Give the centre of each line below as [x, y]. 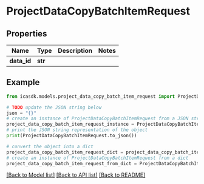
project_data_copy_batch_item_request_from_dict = [72, 163]
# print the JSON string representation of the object [77, 130]
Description [75, 51]
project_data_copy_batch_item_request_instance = [70, 124]
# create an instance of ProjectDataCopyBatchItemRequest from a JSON [97, 119]
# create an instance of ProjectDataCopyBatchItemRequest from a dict [97, 158]
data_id [20, 61]
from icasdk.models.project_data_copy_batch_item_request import [90, 96]
